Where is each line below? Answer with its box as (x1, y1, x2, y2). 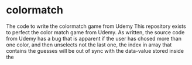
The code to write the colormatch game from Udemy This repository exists (6, 23, 186, 30)
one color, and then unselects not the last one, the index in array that (6, 41, 172, 48)
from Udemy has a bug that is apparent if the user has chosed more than (6, 35, 181, 42)
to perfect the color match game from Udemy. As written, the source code (6, 28, 185, 35)
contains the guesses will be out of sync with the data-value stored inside (6, 47, 184, 54)
